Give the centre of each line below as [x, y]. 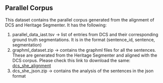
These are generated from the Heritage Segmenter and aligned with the [85, 55]
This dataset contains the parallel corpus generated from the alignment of [80, 20]
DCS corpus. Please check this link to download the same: [71, 60]
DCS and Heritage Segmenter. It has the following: [56, 25]
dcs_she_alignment [32, 65]
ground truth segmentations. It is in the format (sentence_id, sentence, [83, 40]
